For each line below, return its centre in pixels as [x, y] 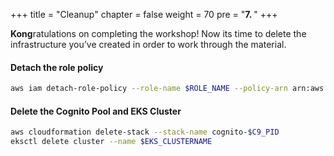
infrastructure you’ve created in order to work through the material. [148, 44]
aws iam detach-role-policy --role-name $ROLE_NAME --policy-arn [149, 89]
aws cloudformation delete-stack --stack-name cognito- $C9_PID [145, 132]
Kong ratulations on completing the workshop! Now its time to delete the [158, 33]
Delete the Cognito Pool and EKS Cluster [96, 111]
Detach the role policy [57, 67]
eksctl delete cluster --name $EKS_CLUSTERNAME [111, 142]
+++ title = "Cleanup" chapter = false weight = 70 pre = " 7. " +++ [144, 14]
